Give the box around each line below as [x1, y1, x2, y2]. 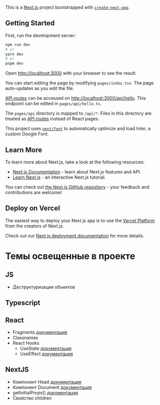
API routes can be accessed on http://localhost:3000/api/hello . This [5, 95, 146, 101]
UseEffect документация [20, 351, 73, 357]
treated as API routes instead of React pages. [5, 116, 99, 122]
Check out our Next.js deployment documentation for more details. [5, 232, 144, 238]
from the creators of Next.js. [5, 223, 64, 229]
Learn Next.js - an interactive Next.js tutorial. [12, 174, 106, 180]
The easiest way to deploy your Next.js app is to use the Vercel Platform [5, 217, 155, 223]
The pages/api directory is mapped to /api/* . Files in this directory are [5, 110, 152, 116]
